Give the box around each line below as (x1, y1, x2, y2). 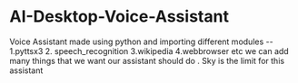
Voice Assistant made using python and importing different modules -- (9, 36, 274, 47)
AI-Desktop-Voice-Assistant (9, 6, 230, 27)
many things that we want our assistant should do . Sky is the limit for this (9, 55, 284, 66)
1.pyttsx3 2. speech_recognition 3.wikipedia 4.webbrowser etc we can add (9, 45, 289, 56)
